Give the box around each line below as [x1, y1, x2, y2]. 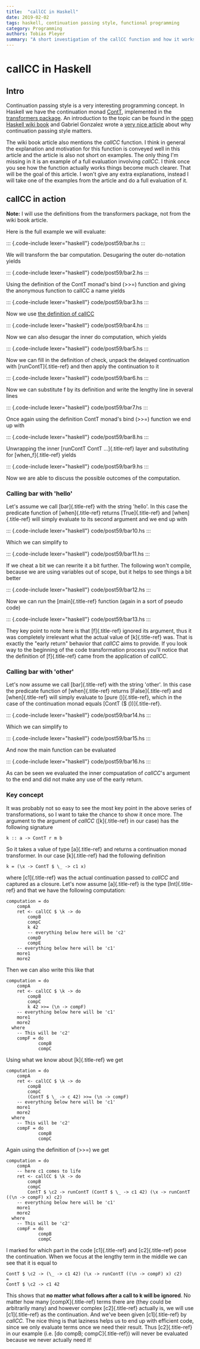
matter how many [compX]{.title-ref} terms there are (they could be [6, 1298, 171, 1305]
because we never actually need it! [6, 1336, 92, 1343]
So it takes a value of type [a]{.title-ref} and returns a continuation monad [6, 845, 187, 853]
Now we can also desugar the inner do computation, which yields [6, 333, 167, 341]
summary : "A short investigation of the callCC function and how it [6, 36, 180, 42]
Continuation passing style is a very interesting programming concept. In [6, 102, 185, 109]
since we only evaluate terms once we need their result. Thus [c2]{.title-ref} [6, 1323, 192, 1330]
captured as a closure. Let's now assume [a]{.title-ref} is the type [6, 880, 167, 887]
